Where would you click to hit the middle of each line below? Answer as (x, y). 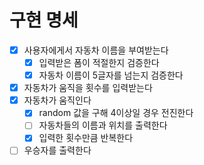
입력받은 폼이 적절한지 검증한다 (99, 62)
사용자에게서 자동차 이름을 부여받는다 (96, 50)
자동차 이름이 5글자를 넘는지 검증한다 (111, 75)
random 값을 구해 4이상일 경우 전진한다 (116, 113)
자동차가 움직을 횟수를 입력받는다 (88, 88)
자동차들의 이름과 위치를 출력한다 (103, 125)
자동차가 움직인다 (57, 100)
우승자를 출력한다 (57, 150)
